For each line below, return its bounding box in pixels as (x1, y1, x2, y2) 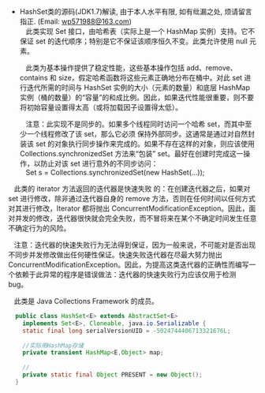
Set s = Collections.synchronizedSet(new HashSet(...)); (25, 168, 205, 177)
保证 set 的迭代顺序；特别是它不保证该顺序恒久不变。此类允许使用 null (19, 36, 248, 46)
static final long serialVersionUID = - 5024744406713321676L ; (22, 327, 231, 335)
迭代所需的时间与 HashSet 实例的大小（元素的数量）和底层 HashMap (26, 83, 251, 92)
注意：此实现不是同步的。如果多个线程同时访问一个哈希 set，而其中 (25, 119, 245, 129)
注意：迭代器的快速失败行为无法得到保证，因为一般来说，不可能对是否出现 (13, 240, 256, 249)
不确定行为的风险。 (8, 223, 71, 233)
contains (19, 73, 49, 82)
